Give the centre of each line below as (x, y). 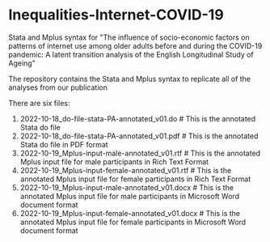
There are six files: (39, 103)
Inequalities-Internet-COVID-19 (116, 15)
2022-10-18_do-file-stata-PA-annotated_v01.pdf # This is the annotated (139, 136)
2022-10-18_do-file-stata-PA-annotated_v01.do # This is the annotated (138, 118)
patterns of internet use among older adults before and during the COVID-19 (135, 45)
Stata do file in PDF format (64, 144)
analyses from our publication (58, 87)
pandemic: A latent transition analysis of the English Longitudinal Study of (131, 54)
